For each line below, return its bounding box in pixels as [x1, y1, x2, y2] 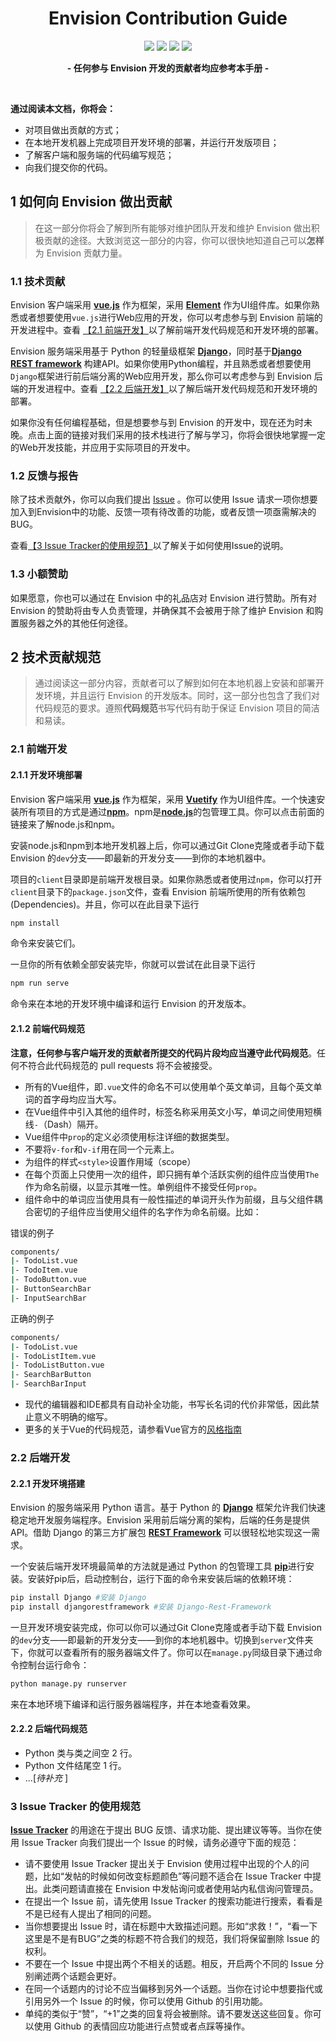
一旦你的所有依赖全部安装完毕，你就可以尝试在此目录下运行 [10, 958, 256, 971]
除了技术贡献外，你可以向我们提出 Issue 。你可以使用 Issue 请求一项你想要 [10, 493, 318, 506]
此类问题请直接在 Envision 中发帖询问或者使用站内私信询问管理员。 [42, 1883, 319, 1895]
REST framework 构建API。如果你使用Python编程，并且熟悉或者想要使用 [10, 358, 312, 370]
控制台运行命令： [18, 1658, 90, 1671]
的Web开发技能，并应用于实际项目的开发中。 [10, 442, 196, 454]
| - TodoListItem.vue [10, 1351, 97, 1361]
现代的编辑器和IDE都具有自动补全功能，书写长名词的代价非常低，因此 [24, 1398, 312, 1411]
